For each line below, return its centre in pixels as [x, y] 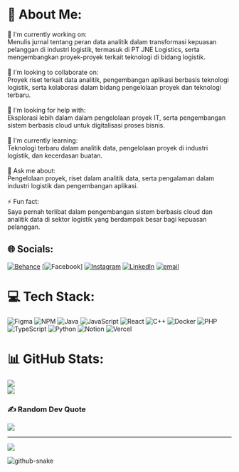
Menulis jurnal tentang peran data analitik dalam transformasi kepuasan [112, 41]
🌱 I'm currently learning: [43, 140]
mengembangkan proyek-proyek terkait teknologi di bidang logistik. [107, 57]
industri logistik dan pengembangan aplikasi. [73, 185]
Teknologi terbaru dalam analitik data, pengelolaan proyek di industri [108, 148]
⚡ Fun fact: [23, 201]
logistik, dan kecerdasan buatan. [55, 155]
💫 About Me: [45, 15]
